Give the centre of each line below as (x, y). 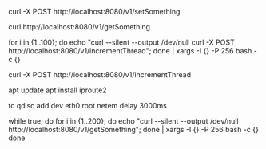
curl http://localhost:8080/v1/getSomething (79, 27)
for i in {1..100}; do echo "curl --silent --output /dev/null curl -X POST (121, 42)
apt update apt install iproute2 (58, 90)
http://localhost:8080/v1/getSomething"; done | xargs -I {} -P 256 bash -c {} (134, 129)
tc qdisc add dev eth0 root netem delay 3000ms (88, 106)
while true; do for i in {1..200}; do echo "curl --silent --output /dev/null (123, 121)
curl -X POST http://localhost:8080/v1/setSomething (94, 12)
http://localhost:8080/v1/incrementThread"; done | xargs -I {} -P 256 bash (130, 51)
